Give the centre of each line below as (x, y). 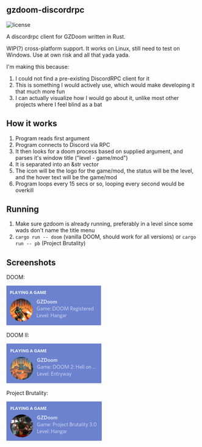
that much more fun (40, 91)
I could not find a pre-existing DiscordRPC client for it (82, 78)
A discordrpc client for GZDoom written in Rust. (66, 37)
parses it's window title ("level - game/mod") (71, 157)
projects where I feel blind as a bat (59, 104)
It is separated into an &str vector (57, 164)
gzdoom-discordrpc (45, 10)
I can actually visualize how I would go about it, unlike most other (97, 98)
